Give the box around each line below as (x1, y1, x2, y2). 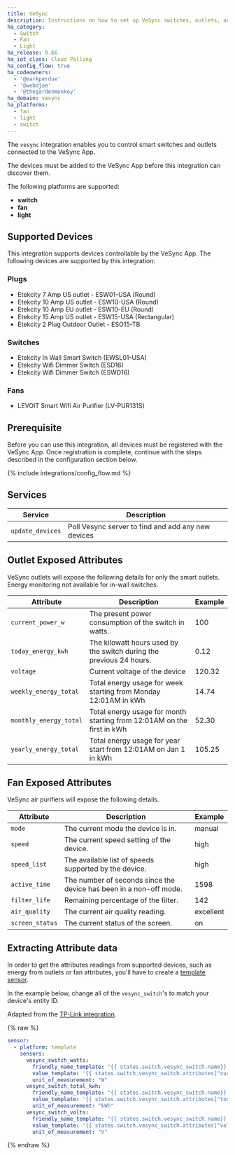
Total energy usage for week (89, 678, 183, 687)
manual (194, 824, 219, 834)
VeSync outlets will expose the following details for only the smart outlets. (7, 573, 220, 581)
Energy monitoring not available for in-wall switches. (7, 580, 159, 589)
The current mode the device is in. (64, 824, 177, 834)
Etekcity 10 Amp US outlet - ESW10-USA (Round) (17, 297, 159, 306)
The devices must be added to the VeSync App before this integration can (7, 161, 221, 169)
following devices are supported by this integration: (7, 257, 156, 265)
